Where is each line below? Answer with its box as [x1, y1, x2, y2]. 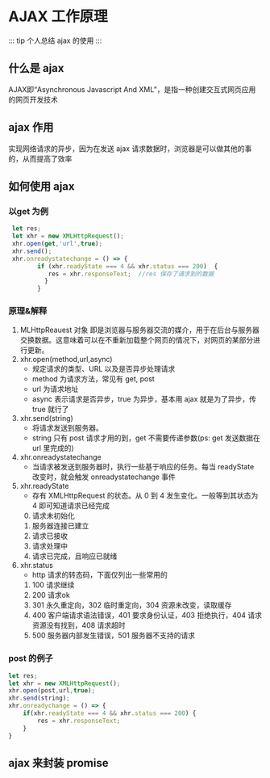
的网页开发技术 [8, 95, 58, 104]
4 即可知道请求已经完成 [31, 501, 110, 511]
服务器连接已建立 [31, 521, 89, 531]
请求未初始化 [31, 511, 75, 521]
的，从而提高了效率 [8, 153, 73, 163]
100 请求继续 [31, 580, 75, 590]
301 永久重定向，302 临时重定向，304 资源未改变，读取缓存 [31, 600, 232, 610]
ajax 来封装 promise [8, 756, 109, 770]
